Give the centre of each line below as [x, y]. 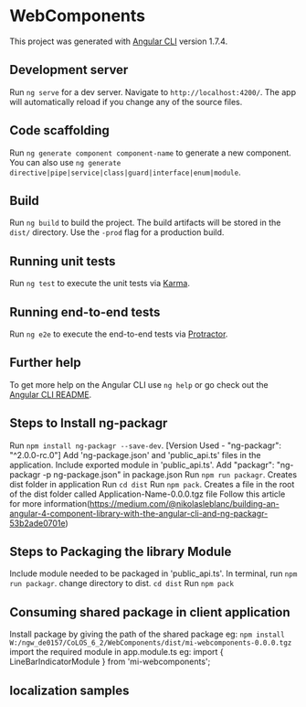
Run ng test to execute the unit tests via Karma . [100, 284]
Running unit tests [63, 261]
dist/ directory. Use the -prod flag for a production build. [117, 232]
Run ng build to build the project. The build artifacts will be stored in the [145, 223]
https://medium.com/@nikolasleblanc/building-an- [185, 503]
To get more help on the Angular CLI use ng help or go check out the [139, 384]
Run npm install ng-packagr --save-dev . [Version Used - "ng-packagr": [145, 445]
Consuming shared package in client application [150, 612]
